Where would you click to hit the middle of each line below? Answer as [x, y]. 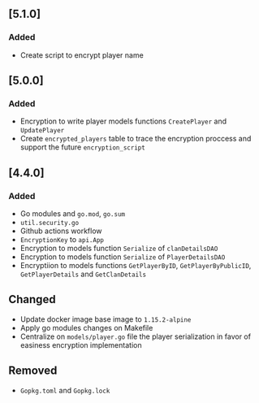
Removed [33, 371]
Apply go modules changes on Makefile [86, 327]
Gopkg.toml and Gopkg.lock [65, 390]
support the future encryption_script [83, 147]
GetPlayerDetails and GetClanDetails [83, 274]
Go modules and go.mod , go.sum [73, 214]
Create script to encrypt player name [82, 55]
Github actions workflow [61, 231]
